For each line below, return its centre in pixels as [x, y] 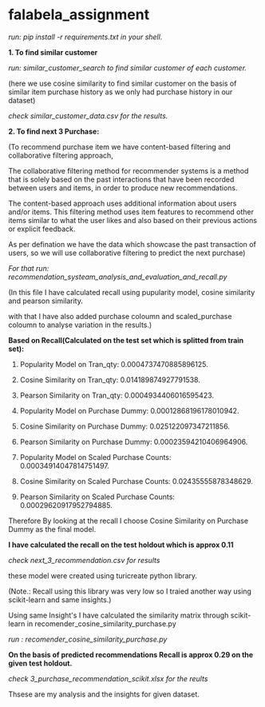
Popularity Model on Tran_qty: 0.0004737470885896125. [114, 364]
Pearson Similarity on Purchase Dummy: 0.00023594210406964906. [134, 441]
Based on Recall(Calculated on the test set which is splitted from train [126, 340]
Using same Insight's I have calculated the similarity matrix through [119, 615]
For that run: [29, 268]
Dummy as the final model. [52, 529]
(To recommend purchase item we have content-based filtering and [120, 146]
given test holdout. [40, 663]
